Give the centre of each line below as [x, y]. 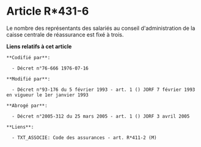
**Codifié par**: [28, 57]
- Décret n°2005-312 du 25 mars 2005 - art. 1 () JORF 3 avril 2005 [101, 116]
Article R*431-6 [48, 11]
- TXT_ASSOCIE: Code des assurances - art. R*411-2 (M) [84, 138]
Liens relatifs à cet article [39, 46]
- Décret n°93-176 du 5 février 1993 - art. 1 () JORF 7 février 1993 [104, 90]
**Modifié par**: [28, 79]
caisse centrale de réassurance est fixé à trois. [65, 34]
